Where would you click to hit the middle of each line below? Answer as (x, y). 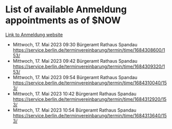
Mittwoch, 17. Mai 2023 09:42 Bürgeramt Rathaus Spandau (75, 61)
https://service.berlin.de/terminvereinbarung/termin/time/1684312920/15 (90, 99)
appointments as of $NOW (63, 20)
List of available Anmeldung (66, 10)
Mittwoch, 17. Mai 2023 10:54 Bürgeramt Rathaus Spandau (74, 110)
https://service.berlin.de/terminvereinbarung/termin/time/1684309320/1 (89, 66)
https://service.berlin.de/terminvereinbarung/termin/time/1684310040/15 (90, 83)
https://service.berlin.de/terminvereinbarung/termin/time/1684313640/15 (90, 115)
